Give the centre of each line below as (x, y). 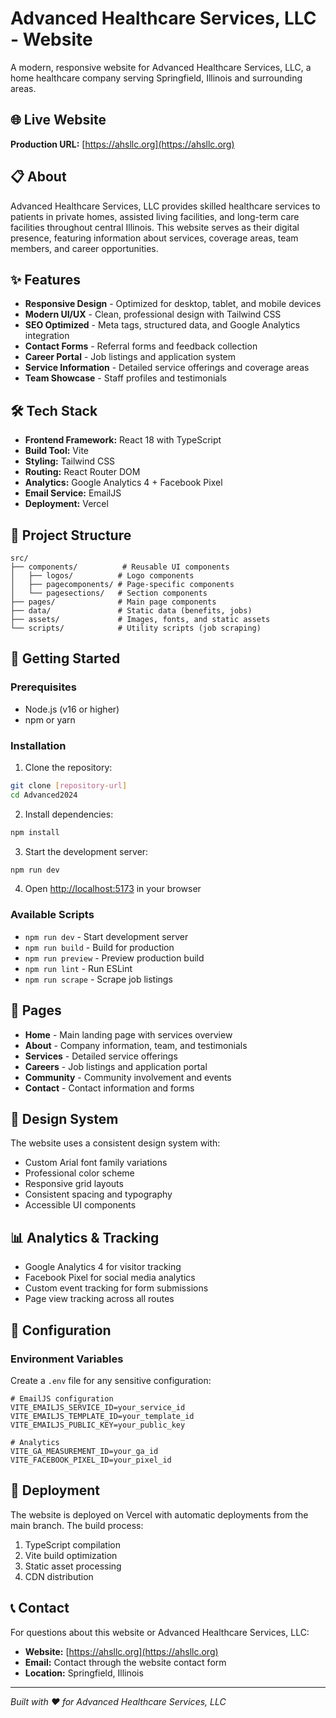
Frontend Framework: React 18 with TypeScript (123, 440)
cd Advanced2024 (44, 795)
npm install (35, 832)
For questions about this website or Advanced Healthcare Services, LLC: (160, 1632)
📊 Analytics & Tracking (85, 1237)
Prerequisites (43, 687)
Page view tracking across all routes (99, 1299)
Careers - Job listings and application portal (116, 1066)
